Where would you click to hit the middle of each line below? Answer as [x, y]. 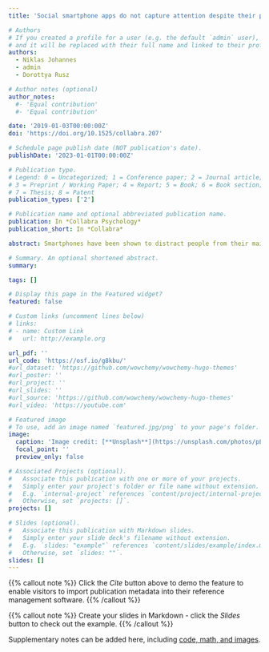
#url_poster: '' [35, 376]
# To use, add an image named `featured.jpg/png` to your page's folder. [134, 427]
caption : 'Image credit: [57, 442]
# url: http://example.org [57, 338]
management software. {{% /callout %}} [75, 600]
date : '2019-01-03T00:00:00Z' [59, 126]
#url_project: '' [37, 383]
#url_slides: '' [35, 390]
